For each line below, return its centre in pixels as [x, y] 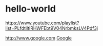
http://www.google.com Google [39, 38]
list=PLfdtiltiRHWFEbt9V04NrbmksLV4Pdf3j [52, 28]
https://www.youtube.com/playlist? [42, 23]
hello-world [31, 9]
